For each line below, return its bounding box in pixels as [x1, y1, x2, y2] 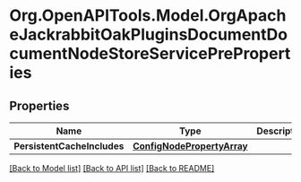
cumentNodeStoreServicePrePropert [9, 44, 291, 64]
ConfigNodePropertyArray [133, 140, 248, 152]
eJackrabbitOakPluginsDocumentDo [9, 24, 288, 45]
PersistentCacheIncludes [13, 140, 125, 152]
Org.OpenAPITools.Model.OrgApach [9, 5, 287, 26]
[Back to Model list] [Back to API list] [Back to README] [9, 163, 215, 173]
